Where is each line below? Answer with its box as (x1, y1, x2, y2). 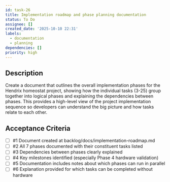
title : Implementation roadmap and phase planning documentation (5, 12, 146, 17)
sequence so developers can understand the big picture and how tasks (5, 104, 154, 110)
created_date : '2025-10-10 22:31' (5, 26, 79, 32)
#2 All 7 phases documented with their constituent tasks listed (12, 143, 143, 149)
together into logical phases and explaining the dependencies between (5, 93, 154, 99)
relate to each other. (5, 109, 47, 115)
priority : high (5, 50, 38, 55)
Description (5, 69, 43, 77)
